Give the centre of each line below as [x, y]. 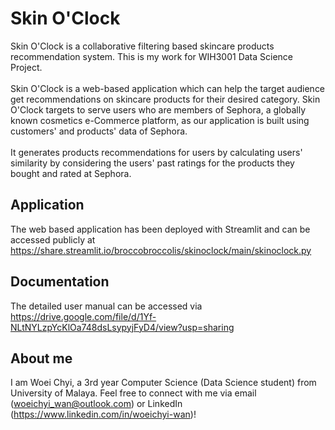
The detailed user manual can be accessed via [106, 306]
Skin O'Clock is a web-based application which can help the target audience [168, 88]
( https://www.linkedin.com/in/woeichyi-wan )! [103, 414]
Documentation [60, 282]
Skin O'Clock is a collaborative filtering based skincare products [142, 46]
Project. [26, 67]
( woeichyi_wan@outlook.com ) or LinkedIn [96, 404]
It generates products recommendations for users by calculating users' [156, 152]
